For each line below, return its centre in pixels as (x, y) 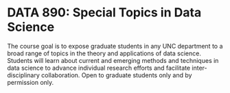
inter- (199, 68)
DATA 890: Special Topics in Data (104, 13)
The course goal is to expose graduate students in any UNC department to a (115, 46)
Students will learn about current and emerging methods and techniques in (113, 60)
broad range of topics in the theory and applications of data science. (104, 53)
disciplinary (23, 75)
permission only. (31, 82)
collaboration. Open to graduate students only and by (116, 75)
